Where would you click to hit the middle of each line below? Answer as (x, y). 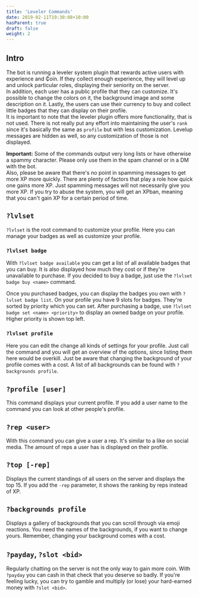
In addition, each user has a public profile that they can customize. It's (92, 91)
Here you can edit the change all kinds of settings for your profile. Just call (97, 346)
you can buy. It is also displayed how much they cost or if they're (86, 270)
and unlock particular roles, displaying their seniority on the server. (88, 85)
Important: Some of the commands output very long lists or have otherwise (99, 153)
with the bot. (22, 166)
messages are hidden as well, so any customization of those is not (87, 135)
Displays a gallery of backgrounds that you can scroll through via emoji (93, 523)
